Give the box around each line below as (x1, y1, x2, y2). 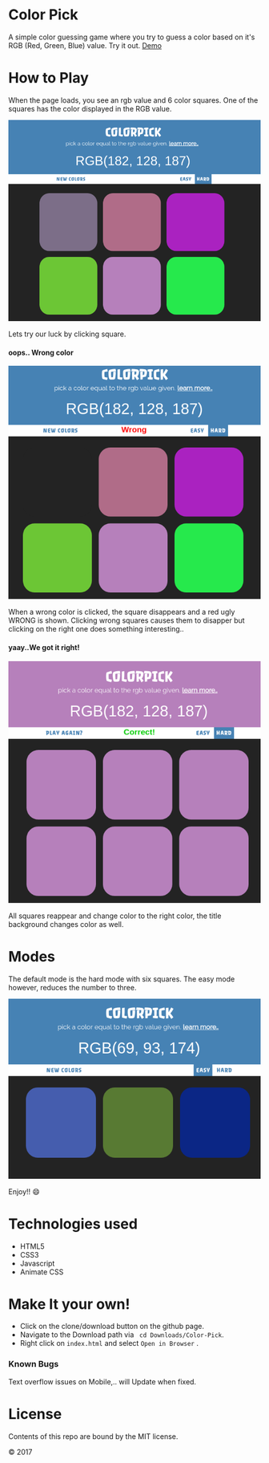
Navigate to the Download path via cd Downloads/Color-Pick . (19, 1330, 224, 1339)
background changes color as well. (8, 920, 124, 929)
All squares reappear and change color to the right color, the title (8, 911, 222, 920)
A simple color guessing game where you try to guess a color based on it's (8, 32, 255, 42)
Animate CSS (19, 1266, 64, 1277)
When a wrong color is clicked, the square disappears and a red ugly (8, 608, 235, 617)
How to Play (8, 69, 90, 87)
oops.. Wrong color (8, 347, 74, 357)
